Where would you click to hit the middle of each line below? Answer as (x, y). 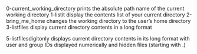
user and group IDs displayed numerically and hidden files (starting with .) (96, 45)
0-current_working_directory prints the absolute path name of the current (95, 9)
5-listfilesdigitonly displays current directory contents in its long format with (98, 38)
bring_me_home (26, 21)
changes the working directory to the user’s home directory (119, 21)
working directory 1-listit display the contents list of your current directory (96, 15)
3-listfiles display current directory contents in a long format (79, 27)
